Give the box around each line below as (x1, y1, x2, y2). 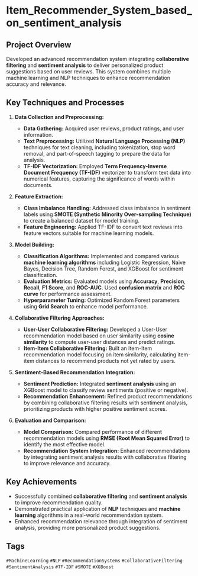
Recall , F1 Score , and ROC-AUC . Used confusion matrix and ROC (23, 284, 185, 291)
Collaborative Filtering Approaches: (14, 314, 105, 321)
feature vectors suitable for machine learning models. (23, 229, 154, 237)
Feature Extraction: (14, 193, 63, 200)
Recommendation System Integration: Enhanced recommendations (23, 447, 190, 454)
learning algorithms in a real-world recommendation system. (14, 511, 164, 519)
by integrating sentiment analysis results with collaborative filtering (23, 453, 187, 461)
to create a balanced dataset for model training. (23, 217, 140, 224)
